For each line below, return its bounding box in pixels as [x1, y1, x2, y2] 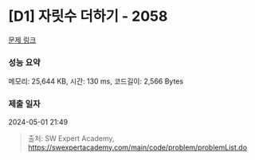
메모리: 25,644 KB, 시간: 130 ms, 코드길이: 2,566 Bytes [8, 76, 184, 86]
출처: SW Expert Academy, [27, 133, 115, 143]
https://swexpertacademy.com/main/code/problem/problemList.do [27, 142, 248, 152]
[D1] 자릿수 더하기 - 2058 [8, 7, 168, 25]
